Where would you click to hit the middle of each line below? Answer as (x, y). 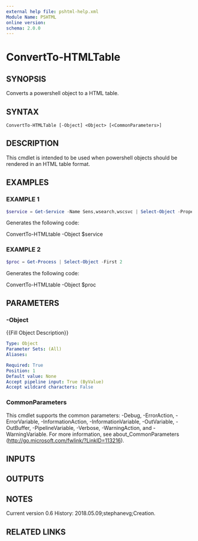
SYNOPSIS (26, 79)
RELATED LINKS (36, 532)
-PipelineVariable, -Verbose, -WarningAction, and (92, 428)
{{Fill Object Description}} (37, 333)
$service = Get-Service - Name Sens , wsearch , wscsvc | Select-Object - (93, 211)
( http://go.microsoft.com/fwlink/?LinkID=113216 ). (65, 440)
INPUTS (21, 459)
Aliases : (17, 355)
